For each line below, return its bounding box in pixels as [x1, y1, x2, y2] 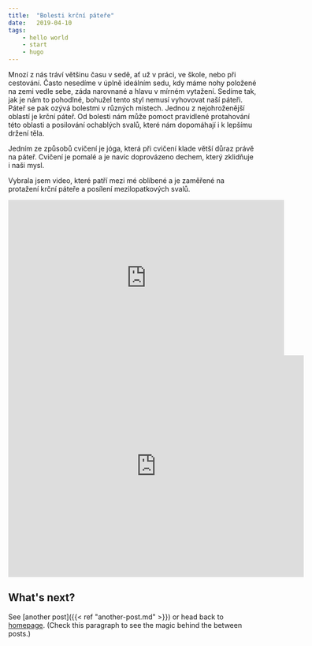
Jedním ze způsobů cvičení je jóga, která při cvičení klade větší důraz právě [8, 144, 254, 153]
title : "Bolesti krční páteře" [8, 11, 114, 20]
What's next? [8, 591, 76, 604]
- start [22, 41, 47, 49]
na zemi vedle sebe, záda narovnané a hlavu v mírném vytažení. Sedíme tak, [8, 87, 257, 95]
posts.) [8, 629, 32, 638]
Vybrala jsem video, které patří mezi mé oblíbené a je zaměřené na [8, 176, 225, 185]
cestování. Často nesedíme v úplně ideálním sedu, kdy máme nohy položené [8, 78, 257, 88]
